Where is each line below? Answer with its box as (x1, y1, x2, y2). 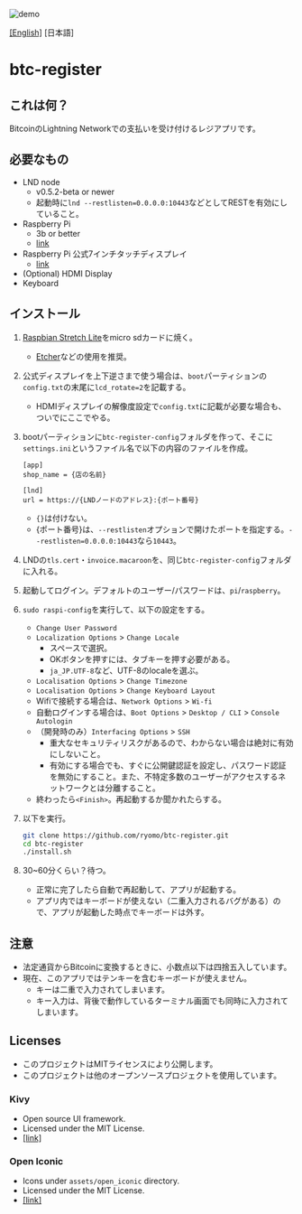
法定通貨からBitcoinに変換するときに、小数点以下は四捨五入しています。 (22, 962, 292, 973)
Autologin (35, 716, 74, 726)
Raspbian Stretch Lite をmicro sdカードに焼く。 (22, 332, 197, 342)
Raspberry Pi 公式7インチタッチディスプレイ (22, 248, 188, 259)
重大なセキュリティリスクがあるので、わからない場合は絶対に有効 (49, 737, 294, 748)
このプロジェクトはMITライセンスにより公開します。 (22, 1058, 218, 1069)
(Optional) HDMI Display (22, 267, 113, 279)
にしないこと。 (49, 748, 105, 759)
